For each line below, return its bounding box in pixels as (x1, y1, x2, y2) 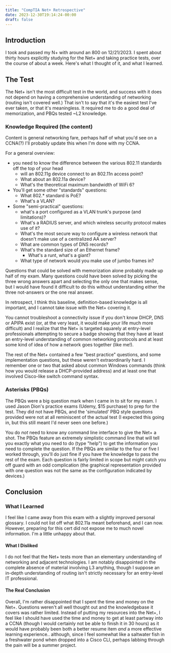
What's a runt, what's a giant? (28, 252, 91, 259)
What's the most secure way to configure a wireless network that (20, 230, 158, 237)
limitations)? (20, 214, 46, 220)
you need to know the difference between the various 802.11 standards (12, 160, 162, 166)
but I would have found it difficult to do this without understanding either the (5, 284, 165, 290)
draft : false (5, 17, 33, 22)
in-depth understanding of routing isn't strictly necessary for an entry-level (5, 570, 163, 576)
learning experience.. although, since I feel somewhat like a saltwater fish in (5, 631, 165, 637)
